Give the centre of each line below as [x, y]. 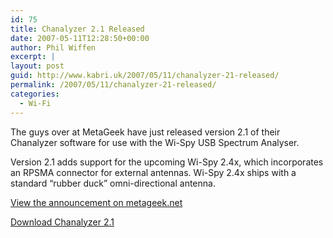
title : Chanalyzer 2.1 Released [77, 29]
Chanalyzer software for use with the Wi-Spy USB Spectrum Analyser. [155, 142]
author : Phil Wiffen [53, 47]
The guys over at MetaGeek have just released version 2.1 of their [145, 132]
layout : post [37, 66]
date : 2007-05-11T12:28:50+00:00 [80, 38]
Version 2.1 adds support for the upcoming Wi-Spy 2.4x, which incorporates [167, 162]
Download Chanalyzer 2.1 [62, 222]
